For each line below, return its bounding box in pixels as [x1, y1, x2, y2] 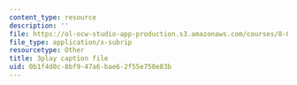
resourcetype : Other [9, 46, 86, 55]
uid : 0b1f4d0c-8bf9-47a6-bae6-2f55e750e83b [9, 63, 172, 72]
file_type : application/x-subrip [9, 37, 133, 47]
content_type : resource [9, 12, 97, 22]
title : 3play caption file [9, 54, 109, 63]
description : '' [9, 21, 69, 30]
